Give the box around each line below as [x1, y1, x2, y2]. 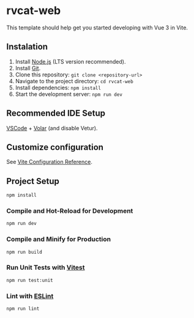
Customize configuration [6, 142, 104, 152]
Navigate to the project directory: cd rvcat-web [15, 77, 133, 84]
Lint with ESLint [6, 292, 54, 300]
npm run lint [6, 305, 40, 312]
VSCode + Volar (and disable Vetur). [6, 124, 98, 131]
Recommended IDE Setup [6, 108, 106, 119]
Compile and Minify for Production [6, 235, 111, 243]
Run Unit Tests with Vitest [6, 264, 85, 272]
